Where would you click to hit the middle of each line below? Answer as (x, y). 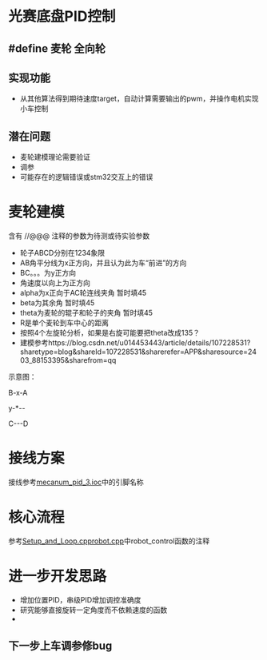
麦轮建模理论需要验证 (55, 157)
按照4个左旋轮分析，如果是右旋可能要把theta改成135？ (110, 333)
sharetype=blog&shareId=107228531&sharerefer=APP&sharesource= (134, 352)
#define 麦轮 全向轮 (57, 48)
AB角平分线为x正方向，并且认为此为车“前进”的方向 (103, 263)
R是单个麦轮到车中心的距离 (64, 323)
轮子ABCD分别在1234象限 (62, 253)
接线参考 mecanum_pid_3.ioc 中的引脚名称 (76, 482)
